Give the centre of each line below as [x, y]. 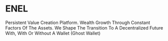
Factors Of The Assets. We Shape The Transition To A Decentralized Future [84, 27]
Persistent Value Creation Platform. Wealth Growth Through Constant [78, 22]
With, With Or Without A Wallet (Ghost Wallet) [53, 33]
